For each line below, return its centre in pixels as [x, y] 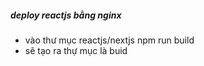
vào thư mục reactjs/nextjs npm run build [109, 40]
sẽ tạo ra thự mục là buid [76, 50]
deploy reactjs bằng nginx [66, 15]
